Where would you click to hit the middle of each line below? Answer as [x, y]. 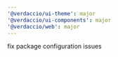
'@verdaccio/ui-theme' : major [52, 14]
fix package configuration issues [54, 47]
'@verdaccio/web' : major [44, 26]
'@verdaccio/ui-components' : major [59, 20]
